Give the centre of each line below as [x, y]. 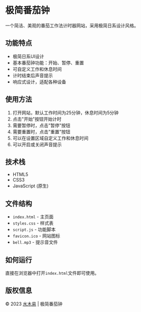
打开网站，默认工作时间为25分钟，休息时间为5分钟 [65, 112]
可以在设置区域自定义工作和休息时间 [50, 138]
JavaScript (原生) [31, 186]
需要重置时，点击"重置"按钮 [41, 132]
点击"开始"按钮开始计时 [37, 119]
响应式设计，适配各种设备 [39, 81]
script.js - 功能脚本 [34, 230]
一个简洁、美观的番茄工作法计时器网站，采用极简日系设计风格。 [72, 25]
